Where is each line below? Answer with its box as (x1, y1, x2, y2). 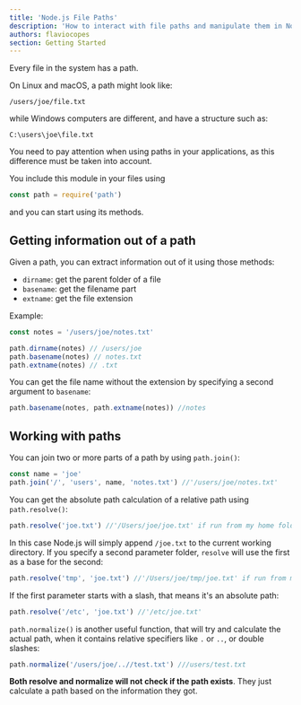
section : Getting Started (9, 38, 106, 48)
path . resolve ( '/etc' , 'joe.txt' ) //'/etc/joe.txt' (9, 607, 202, 616)
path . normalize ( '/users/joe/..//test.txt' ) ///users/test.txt (9, 660, 246, 669)
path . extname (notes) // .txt (9, 361, 118, 370)
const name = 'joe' (9, 470, 82, 479)
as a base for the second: (9, 556, 104, 567)
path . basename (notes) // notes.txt (9, 352, 142, 361)
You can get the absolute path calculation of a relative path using (9, 494, 249, 505)
